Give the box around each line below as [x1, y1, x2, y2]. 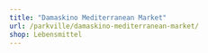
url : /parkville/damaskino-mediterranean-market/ [9, 22, 200, 31]
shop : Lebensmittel [9, 30, 83, 39]
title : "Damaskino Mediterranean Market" [9, 13, 167, 22]
